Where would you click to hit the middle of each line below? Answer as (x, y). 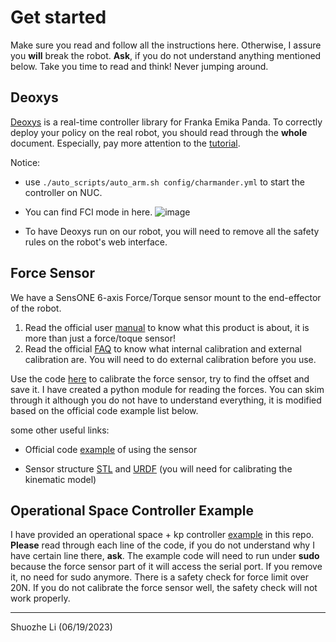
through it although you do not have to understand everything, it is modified (166, 400)
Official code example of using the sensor (111, 449)
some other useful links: (60, 430)
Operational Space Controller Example (132, 510)
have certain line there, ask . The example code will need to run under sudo (165, 556)
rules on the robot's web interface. (96, 242)
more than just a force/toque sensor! (100, 338)
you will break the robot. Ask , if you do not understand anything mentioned (166, 55)
